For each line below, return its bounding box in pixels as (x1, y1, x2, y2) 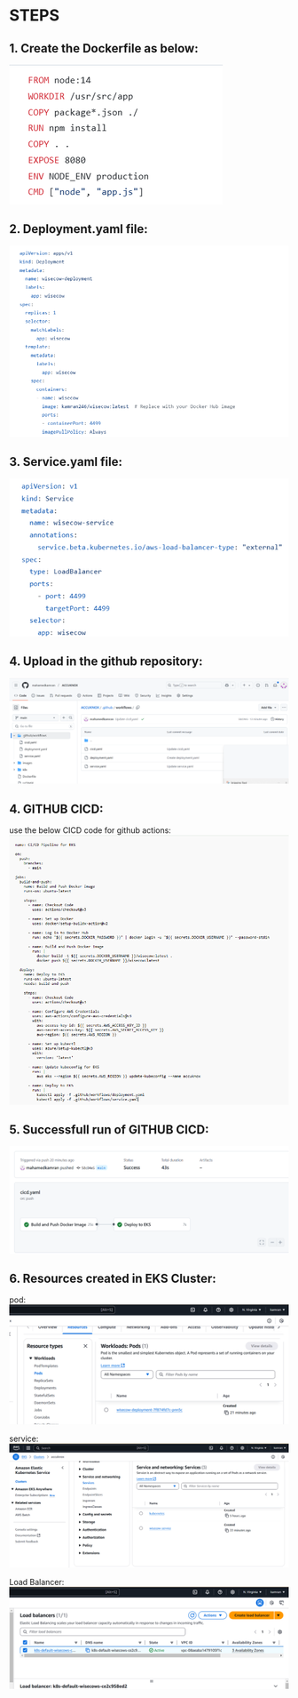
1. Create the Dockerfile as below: (9, 41, 199, 56)
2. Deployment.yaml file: (9, 221, 148, 236)
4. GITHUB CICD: (9, 801, 104, 816)
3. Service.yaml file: (9, 454, 122, 469)
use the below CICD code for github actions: (9, 824, 171, 836)
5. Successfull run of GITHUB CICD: (9, 1122, 209, 1137)
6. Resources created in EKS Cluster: (9, 1270, 216, 1286)
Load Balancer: (9, 1576, 65, 1587)
